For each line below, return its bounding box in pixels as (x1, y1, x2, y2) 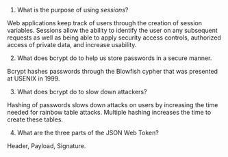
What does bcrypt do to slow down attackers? (16, 88, 147, 96)
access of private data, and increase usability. (7, 41, 137, 48)
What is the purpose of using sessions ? (16, 6, 129, 14)
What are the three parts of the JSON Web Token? (16, 129, 159, 137)
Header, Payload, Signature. (7, 142, 86, 149)
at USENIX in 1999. (7, 74, 60, 83)
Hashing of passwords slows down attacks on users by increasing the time (7, 101, 218, 109)
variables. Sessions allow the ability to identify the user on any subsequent (7, 27, 218, 34)
